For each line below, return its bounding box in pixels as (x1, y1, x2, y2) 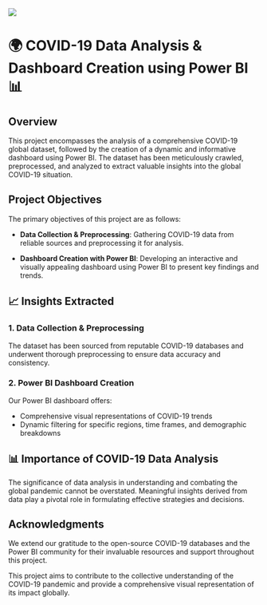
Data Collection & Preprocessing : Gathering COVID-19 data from (19, 229, 234, 239)
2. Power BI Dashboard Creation (8, 378, 135, 389)
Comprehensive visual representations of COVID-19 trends (19, 411, 213, 421)
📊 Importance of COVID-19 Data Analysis (8, 453, 219, 466)
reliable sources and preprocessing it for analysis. (19, 238, 184, 247)
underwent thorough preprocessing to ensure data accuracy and (8, 349, 221, 358)
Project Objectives (8, 193, 102, 207)
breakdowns (19, 428, 61, 437)
